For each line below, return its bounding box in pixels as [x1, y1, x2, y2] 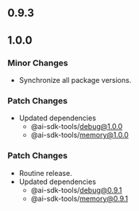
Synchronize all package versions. [18, 76, 132, 85]
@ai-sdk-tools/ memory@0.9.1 [30, 193, 129, 203]
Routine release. [18, 168, 72, 178]
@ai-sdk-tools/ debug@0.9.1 [30, 185, 122, 194]
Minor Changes [7, 57, 68, 68]
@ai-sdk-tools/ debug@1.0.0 [30, 122, 123, 131]
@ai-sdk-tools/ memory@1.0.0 [30, 131, 129, 140]
